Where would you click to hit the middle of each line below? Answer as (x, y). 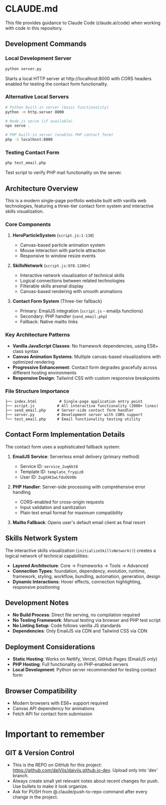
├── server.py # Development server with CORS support (74, 415)
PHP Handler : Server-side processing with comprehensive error (79, 487)
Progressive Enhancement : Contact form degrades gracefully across (85, 367)
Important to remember (55, 734)
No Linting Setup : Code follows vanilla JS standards (67, 625)
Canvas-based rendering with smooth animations (71, 292)
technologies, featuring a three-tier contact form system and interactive (79, 206)
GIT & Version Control (40, 753)
